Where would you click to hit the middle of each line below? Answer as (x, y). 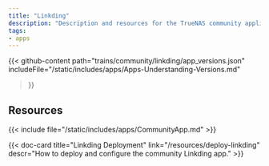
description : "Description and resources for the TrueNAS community (125, 23)
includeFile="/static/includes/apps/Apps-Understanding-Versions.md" (124, 70)
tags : (17, 30)
